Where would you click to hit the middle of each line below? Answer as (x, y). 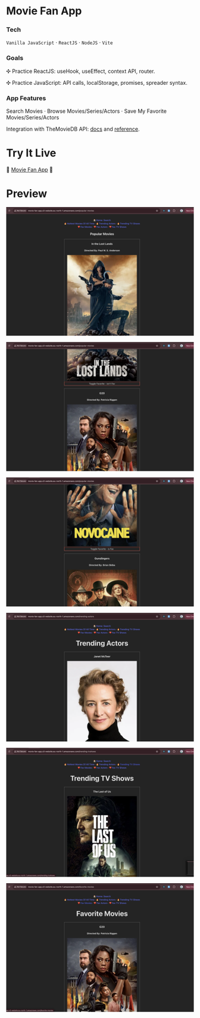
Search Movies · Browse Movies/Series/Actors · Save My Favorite (86, 111)
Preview (27, 194)
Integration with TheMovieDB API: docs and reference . (73, 129)
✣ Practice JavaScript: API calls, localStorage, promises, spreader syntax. (97, 82)
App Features (26, 98)
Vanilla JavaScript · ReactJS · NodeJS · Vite (60, 42)
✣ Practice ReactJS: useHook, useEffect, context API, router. (81, 71)
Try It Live (31, 153)
